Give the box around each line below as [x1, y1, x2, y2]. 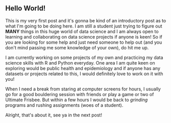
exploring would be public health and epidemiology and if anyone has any [5, 65, 161, 71]
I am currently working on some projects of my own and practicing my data [5, 54, 163, 60]
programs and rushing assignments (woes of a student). [5, 102, 124, 108]
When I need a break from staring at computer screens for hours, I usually [5, 86, 161, 92]
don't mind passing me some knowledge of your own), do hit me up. [5, 44, 149, 50]
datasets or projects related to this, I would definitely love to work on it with [5, 71, 163, 77]
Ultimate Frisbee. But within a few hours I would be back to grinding [5, 97, 148, 103]
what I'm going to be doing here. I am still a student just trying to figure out [5, 23, 162, 29]
